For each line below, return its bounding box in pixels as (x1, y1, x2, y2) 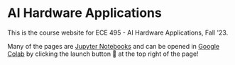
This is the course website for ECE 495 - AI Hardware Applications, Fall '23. (7, 28, 229, 37)
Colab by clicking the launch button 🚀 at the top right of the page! (7, 49, 199, 58)
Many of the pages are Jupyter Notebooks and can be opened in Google (7, 42, 220, 50)
